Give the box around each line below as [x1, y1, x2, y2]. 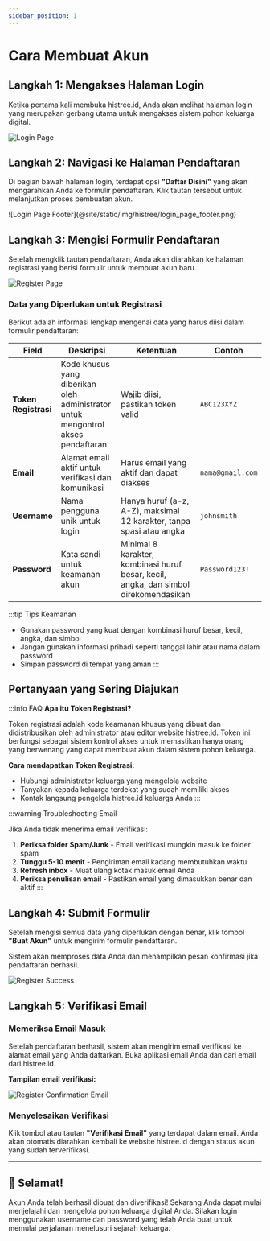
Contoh [214, 344, 243, 356]
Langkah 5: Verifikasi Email [8, 999, 147, 1012]
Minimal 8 [120, 538, 158, 550]
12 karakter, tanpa [120, 515, 191, 526]
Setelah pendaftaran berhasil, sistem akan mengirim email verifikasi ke [8, 1041, 242, 1051]
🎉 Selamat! [8, 1176, 64, 1189]
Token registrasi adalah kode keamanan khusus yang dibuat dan [8, 719, 221, 729]
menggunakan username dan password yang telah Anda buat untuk [8, 1214, 233, 1224]
